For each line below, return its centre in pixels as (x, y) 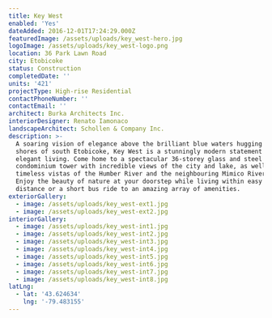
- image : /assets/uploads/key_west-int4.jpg (92, 249)
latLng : (21, 287)
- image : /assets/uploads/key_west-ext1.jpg (92, 204)
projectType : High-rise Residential (70, 91)
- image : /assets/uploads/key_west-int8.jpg (92, 279)
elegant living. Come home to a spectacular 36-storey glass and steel (139, 159)
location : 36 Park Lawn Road (57, 53)
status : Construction (45, 69)
